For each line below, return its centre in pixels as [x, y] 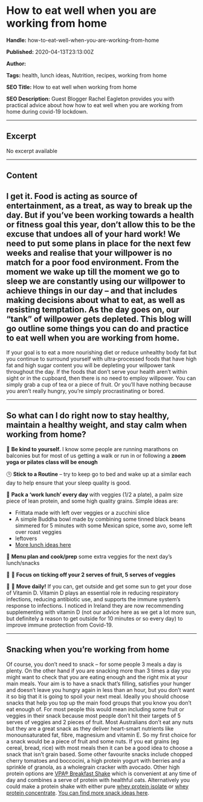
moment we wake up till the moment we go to [93, 272]
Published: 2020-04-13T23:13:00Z [50, 51]
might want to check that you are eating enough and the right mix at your [97, 677]
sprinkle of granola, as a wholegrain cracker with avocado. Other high [93, 767]
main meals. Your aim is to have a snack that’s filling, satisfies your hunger [99, 683]
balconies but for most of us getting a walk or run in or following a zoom [96, 455]
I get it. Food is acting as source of [72, 196]
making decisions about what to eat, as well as [96, 300]
